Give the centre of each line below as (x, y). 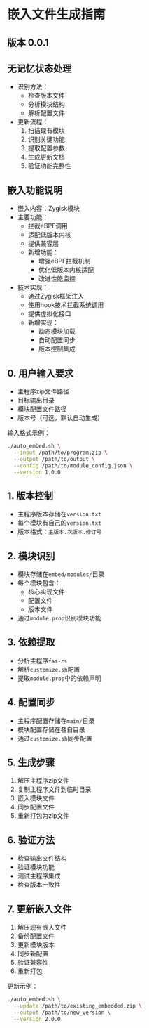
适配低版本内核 (49, 235)
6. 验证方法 (31, 840)
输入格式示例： (29, 433)
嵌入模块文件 (36, 798)
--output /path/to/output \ (55, 459)
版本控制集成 (57, 349)
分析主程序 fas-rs (42, 661)
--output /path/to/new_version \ (62, 1013)
